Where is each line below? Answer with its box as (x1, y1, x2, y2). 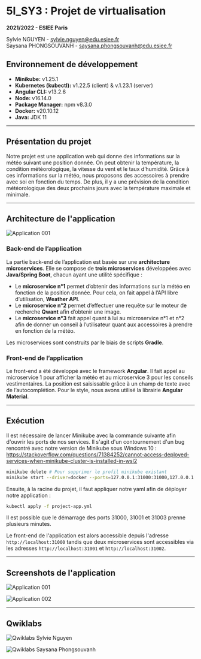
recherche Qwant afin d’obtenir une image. (14, 308, 121, 315)
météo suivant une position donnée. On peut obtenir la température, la (6, 159, 179, 166)
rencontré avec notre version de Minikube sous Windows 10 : (6, 444, 157, 452)
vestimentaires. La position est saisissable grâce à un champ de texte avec (6, 380, 191, 387)
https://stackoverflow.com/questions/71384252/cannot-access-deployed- (6, 451, 190, 458)
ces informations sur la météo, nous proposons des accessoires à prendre (6, 171, 190, 179)
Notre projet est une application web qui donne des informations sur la (6, 152, 181, 160)
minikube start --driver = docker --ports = (6, 474, 111, 480)
